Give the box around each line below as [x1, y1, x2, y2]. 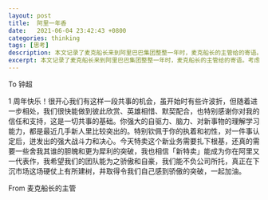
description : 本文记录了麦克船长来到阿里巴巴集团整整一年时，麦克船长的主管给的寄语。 [8, 49, 263, 57]
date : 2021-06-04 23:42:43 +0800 [8, 26, 127, 34]
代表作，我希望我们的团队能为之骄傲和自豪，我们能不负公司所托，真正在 [14, 156, 253, 166]
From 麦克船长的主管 [8, 183, 77, 193]
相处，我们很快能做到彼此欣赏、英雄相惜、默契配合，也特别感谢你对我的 [22, 106, 260, 116]
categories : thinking [8, 34, 81, 42]
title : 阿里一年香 [8, 19, 67, 27]
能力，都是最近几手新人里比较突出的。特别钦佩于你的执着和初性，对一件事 [8, 126, 253, 136]
